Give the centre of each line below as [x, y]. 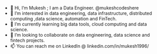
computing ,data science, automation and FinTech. [63, 19]
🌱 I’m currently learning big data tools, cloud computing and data [78, 24]
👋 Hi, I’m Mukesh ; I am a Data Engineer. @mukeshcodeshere [74, 8]
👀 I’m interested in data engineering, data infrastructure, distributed [81, 13]
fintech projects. [27, 40]
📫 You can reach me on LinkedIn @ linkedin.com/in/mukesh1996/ [80, 46]
